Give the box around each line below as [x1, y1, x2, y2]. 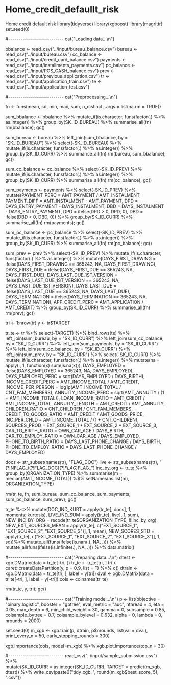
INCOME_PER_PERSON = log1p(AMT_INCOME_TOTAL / [5, 384, 121, 390]
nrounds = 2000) [5, 617, 41, 624]
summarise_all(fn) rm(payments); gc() [5, 219, 85, 226]
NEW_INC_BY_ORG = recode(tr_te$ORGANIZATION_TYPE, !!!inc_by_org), [5, 517, 158, 523]
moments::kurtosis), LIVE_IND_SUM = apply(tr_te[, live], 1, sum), [5, 512, 140, 518]
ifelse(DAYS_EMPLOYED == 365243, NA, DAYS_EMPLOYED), [5, 367, 134, 374]
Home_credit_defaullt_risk [5, 4, 119, 15]
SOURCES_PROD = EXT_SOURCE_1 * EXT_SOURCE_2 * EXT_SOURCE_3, [5, 422, 158, 428]
